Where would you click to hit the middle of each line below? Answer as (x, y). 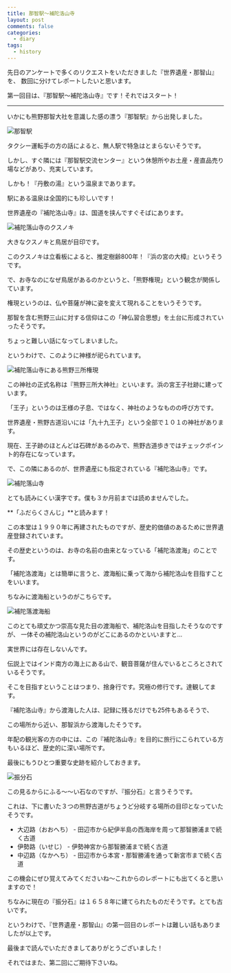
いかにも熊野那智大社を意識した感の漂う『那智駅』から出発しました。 (107, 116)
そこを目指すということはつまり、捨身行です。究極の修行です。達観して (109, 686)
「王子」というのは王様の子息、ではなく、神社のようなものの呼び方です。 (112, 407)
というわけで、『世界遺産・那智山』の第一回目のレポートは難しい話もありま (114, 924)
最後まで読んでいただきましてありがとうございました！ (85, 948)
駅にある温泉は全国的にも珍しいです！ (61, 198)
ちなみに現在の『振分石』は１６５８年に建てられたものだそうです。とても (112, 902)
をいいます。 (25, 582)
